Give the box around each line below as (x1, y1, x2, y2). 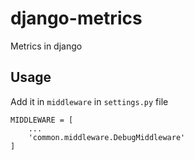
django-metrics (10, 7, 143, 30)
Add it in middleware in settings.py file (10, 95, 169, 107)
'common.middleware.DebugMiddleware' (28, 132, 186, 142)
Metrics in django (10, 40, 83, 52)
